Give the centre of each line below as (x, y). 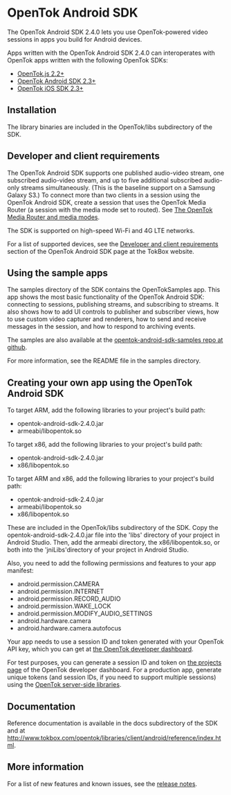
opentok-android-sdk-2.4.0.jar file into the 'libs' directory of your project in (113, 535)
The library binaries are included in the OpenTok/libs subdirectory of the (110, 127)
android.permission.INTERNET (61, 592)
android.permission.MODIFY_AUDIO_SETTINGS (85, 614)
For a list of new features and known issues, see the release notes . (102, 784)
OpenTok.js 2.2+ (40, 74)
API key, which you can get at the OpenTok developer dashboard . (100, 649)
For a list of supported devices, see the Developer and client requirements (113, 243)
